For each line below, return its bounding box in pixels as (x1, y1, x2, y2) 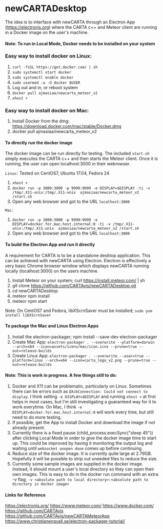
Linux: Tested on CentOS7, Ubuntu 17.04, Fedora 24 (5, 170, 110, 176)
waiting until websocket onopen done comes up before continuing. (12, 445, 143, 451)
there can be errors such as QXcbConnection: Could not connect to (12, 388, 148, 394)
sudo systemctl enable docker (12, 75, 74, 80)
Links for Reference (5, 492, 46, 498)
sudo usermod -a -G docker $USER (12, 80, 81, 85)
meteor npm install (12, 293, 50, 299)
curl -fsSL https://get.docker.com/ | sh (12, 64, 98, 70)
